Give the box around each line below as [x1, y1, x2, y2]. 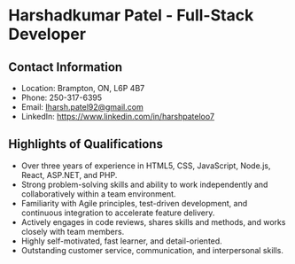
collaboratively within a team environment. [20, 188, 176, 199]
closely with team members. [20, 226, 125, 237]
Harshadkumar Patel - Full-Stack [8, 5, 254, 26]
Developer [8, 24, 86, 44]
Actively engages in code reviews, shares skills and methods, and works [20, 216, 286, 227]
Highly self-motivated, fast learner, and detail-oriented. [20, 236, 222, 246]
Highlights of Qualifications [8, 136, 163, 151]
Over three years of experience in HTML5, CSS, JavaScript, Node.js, [20, 160, 271, 171]
